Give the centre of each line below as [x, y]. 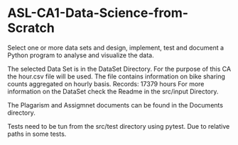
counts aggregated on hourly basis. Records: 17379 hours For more [106, 83]
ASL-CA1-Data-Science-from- [98, 13]
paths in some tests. [37, 134]
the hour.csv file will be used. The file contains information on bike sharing [117, 76]
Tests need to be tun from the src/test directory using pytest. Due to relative [119, 126]
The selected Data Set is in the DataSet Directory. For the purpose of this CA [119, 69]
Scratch [31, 28]
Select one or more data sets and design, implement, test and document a [116, 47]
